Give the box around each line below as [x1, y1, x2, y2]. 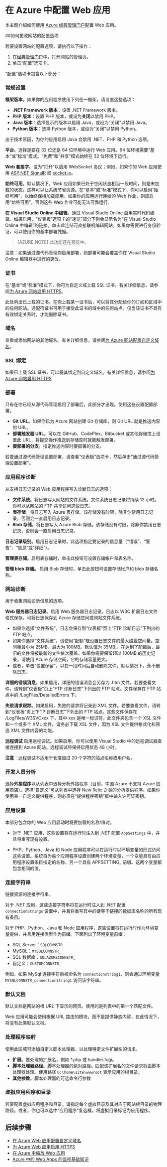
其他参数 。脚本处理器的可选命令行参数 [12, 1075, 91, 1081]
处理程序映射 [5, 1033, 36, 1040]
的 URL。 [12, 425, 31, 431]
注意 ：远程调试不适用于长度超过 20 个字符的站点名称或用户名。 [5, 755, 135, 761]
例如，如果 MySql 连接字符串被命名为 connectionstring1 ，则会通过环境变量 [5, 971, 160, 977]
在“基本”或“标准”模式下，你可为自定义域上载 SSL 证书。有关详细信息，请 [5, 282, 154, 288]
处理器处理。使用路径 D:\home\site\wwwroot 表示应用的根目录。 [12, 1069, 143, 1075]
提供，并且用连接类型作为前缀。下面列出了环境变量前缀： [9, 931, 127, 937]
